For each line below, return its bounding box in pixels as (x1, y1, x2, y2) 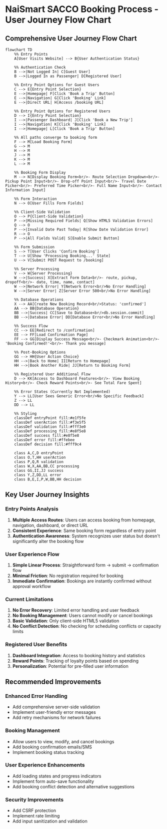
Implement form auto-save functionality (12, 778, 94, 784)
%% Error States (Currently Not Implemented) (14, 389, 111, 394)
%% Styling (14, 411, 37, 416)
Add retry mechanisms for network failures (12, 715, 101, 721)
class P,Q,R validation (14, 459, 64, 464)
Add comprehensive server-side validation (12, 704, 100, 710)
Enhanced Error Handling (5, 692, 67, 699)
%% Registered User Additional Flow (14, 372, 91, 377)
